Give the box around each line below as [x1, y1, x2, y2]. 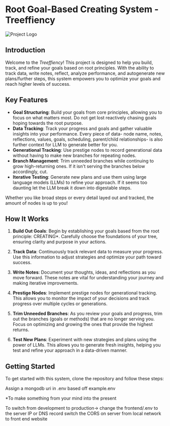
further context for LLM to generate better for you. [12, 141, 118, 148]
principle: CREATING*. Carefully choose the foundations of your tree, [12, 234, 158, 240]
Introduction [5, 46, 46, 54]
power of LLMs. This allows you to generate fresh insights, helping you [12, 342, 161, 348]
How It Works [5, 214, 49, 223]
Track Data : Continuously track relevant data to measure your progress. [12, 249, 163, 255]
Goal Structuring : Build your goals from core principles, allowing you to [12, 109, 162, 115]
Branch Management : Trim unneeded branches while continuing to [12, 157, 154, 163]
